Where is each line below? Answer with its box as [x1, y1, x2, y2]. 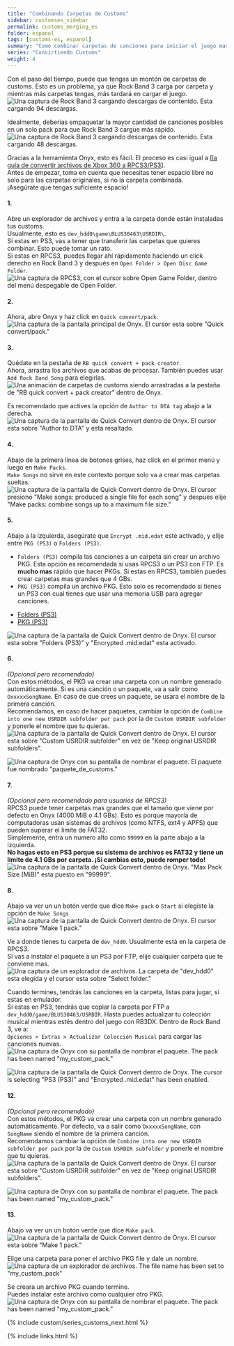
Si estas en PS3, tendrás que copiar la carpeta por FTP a [7, 1003, 170, 1011]
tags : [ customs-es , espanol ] [7, 36, 92, 43]
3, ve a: [7, 1025, 29, 1033]
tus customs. [7, 222, 45, 230]
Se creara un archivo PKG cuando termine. [7, 1283, 130, 1291]
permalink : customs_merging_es [7, 23, 98, 30]
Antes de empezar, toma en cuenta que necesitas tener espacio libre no [7, 168, 214, 176]
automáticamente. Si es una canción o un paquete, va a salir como [7, 684, 198, 693]
